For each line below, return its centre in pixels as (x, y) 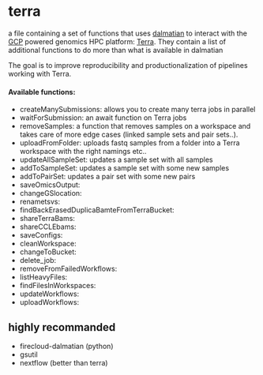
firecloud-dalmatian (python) (66, 346)
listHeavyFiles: (43, 277)
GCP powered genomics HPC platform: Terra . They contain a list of (117, 41)
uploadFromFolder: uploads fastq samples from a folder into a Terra (130, 143)
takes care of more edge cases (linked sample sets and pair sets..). (129, 135)
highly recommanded (62, 327)
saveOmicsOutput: (50, 185)
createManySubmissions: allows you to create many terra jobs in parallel (137, 110)
